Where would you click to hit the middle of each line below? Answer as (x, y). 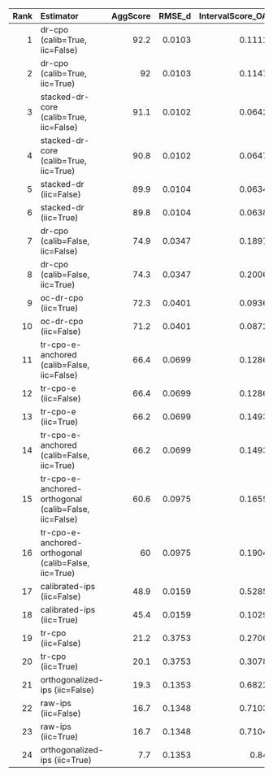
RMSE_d (175, 16)
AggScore (131, 16)
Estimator (59, 16)
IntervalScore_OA (233, 16)
